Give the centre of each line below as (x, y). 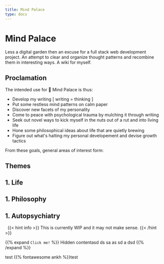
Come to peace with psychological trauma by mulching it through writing (85, 115)
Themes (18, 166)
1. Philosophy (26, 199)
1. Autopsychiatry (33, 216)
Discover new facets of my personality (51, 110)
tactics (19, 141)
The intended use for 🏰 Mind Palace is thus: (49, 90)
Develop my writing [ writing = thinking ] (53, 99)
